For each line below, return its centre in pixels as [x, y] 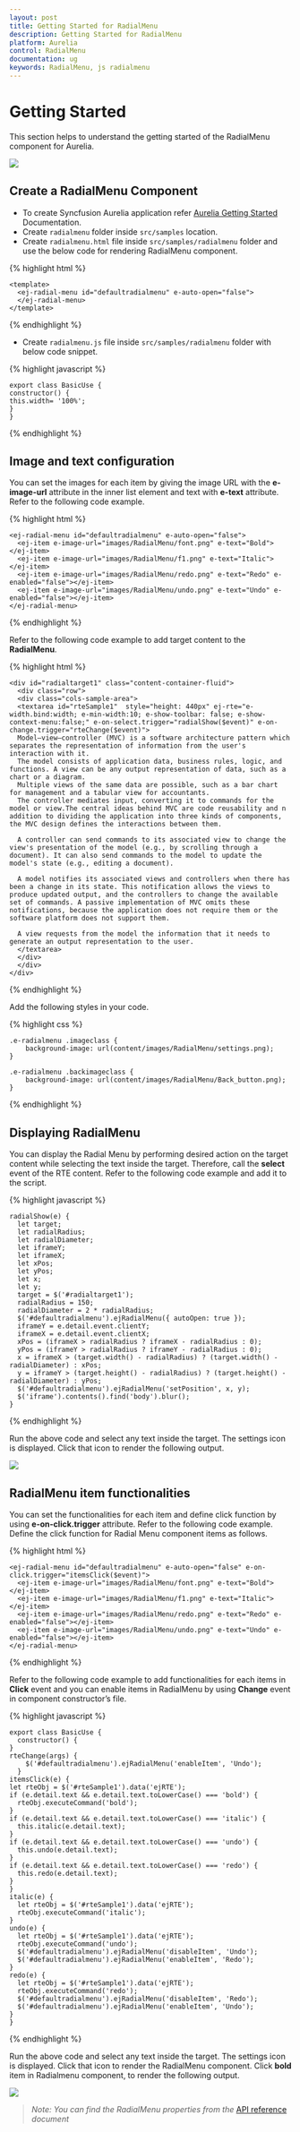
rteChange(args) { [43, 1756]
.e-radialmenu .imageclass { [64, 1041]
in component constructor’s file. [68, 1699]
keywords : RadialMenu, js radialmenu [80, 68]
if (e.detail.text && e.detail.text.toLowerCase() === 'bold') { [133, 1795]
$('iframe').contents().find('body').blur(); [104, 1397]
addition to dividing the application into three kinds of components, [146, 817]
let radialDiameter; [56, 1240]
